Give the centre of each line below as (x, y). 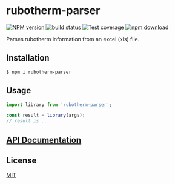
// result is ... (28, 121)
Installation (28, 58)
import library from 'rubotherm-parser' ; (59, 104)
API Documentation (44, 140)
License (21, 160)
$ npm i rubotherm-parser (39, 72)
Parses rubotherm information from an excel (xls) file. (73, 39)
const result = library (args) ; (46, 116)
